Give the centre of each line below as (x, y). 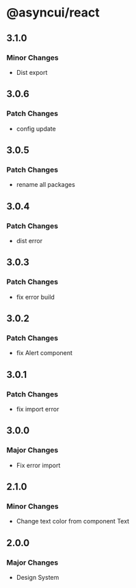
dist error (29, 240)
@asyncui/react (53, 13)
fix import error (38, 409)
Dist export (32, 72)
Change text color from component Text (73, 521)
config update (36, 128)
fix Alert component (44, 353)
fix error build (36, 297)
